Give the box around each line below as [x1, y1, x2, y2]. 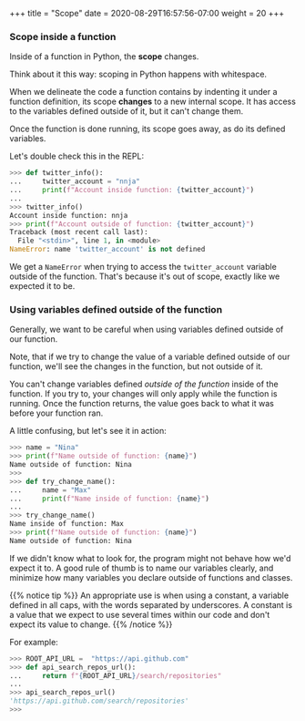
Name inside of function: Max [9, 520, 125, 529]
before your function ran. [9, 407, 104, 418]
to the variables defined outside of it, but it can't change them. [9, 106, 244, 117]
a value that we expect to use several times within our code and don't [9, 609, 270, 620]
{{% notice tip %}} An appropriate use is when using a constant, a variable [9, 590, 290, 601]
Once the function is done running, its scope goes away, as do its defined [9, 123, 286, 135]
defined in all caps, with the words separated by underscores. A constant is [9, 599, 293, 610]
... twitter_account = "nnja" [9, 177, 141, 186]
